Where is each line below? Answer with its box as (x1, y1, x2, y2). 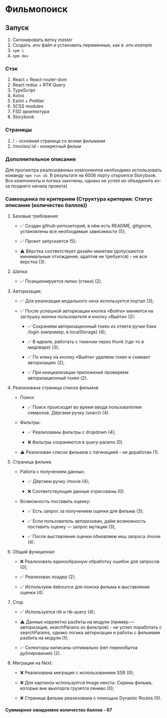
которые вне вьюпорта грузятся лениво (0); (20, 685, 114, 691)
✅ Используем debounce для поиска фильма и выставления (20, 584, 150, 590)
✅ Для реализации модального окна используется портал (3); (20, 298, 154, 304)
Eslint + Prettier (12, 98, 45, 104)
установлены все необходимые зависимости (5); (20, 228, 126, 234)
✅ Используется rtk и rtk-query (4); (20, 609, 95, 615)
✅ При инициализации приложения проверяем (27, 369, 129, 375)
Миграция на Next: (12, 660, 53, 666)
